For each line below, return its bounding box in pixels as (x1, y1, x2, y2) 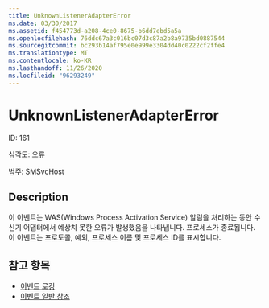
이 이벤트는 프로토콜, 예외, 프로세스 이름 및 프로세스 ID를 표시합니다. (8, 232, 221, 242)
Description (8, 190, 68, 203)
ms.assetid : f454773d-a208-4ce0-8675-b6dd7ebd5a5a (8, 27, 182, 35)
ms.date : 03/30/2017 (8, 19, 78, 27)
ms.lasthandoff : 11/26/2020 (8, 64, 103, 72)
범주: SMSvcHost (8, 166, 64, 176)
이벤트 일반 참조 (19, 291, 70, 302)
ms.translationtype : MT (8, 49, 89, 57)
